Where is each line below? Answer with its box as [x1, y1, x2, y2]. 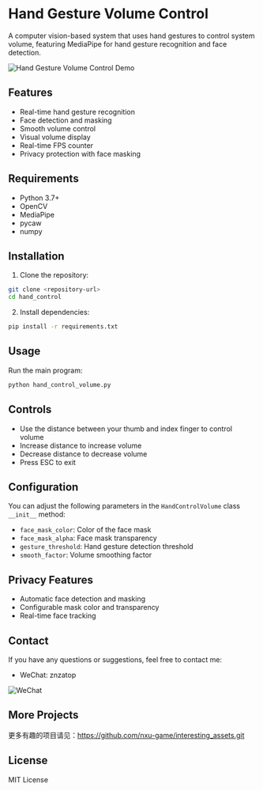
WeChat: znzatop [19, 670, 77, 679]
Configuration [8, 480, 79, 494]
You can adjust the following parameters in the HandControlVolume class [8, 501, 241, 511]
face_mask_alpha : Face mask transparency [19, 533, 158, 543]
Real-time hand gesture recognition [19, 107, 136, 116]
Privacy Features [8, 573, 93, 586]
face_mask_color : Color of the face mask [19, 525, 152, 535]
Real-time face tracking [19, 611, 96, 621]
